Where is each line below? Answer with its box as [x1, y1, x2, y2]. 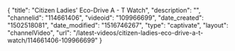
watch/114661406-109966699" [7, 36, 98, 45]
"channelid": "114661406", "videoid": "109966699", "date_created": [7, 13, 204, 22]
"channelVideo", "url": [7, 28, 72, 37]
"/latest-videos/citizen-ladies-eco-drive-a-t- [73, 28, 204, 37]
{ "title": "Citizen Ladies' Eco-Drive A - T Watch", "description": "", [7, 6, 201, 14]
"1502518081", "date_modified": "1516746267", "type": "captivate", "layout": [7, 21, 229, 29]
